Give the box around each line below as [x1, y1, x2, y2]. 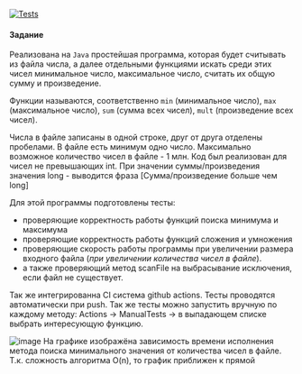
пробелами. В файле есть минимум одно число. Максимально [9, 141, 252, 152]
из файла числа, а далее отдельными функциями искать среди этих [9, 59, 272, 69]
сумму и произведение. [9, 78, 102, 89]
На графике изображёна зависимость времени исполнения [43, 336, 274, 347]
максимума [22, 224, 69, 235]
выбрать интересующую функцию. [9, 318, 144, 329]
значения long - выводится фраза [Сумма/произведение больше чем [9, 170, 278, 181]
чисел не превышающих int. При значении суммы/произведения [9, 160, 260, 171]
